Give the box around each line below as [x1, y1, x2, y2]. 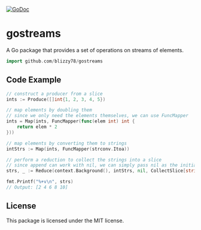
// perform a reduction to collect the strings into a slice [6, 157, 162, 163]
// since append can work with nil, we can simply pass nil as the [6, 162, 178, 168]
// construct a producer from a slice [6, 91, 103, 97]
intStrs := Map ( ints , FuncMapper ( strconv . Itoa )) [6, 146, 130, 152]
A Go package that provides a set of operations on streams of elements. [6, 46, 184, 53]
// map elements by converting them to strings [6, 140, 127, 147]
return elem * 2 [17, 124, 58, 130]
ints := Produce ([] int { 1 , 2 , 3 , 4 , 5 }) [6, 96, 106, 102]
